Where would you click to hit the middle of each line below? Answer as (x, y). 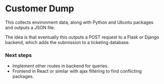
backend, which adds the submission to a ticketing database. (68, 42)
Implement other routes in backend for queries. (60, 66)
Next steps (19, 55)
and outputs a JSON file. (30, 27)
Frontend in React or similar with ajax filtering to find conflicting (77, 71)
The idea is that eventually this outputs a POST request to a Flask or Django (82, 37)
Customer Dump (40, 9)
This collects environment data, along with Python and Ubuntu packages (79, 22)
